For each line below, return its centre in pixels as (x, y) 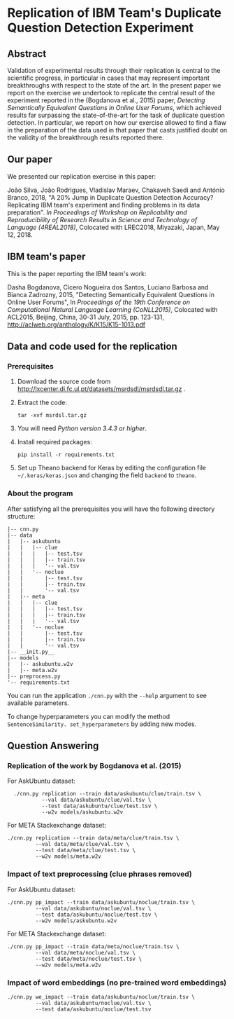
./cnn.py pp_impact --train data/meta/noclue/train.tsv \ (93, 946)
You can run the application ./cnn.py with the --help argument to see (107, 695)
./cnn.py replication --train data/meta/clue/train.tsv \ (93, 838)
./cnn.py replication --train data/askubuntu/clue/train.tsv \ (107, 794)
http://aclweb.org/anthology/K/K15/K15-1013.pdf (76, 324)
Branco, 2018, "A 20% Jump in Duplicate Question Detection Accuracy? (110, 197)
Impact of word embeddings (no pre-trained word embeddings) (117, 983)
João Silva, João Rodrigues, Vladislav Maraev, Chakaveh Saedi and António (116, 190)
